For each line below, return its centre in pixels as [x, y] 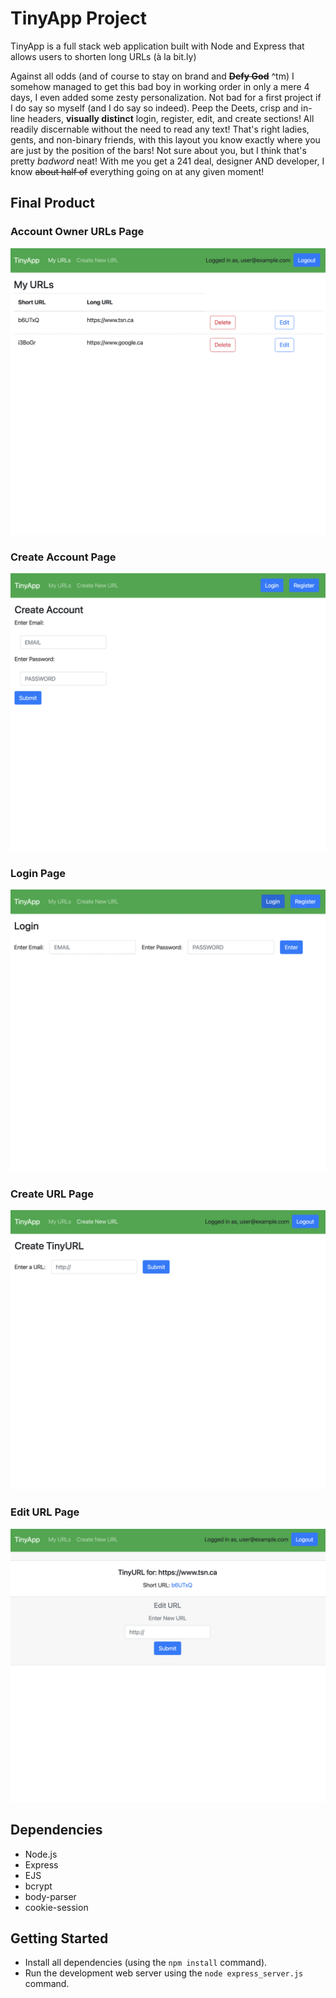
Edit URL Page [45, 1512]
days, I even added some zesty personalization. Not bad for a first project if [166, 97]
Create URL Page [52, 1194]
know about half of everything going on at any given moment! [137, 171]
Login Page [38, 874]
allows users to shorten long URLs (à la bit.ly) [103, 56]
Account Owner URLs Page [77, 232]
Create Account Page [63, 557]
